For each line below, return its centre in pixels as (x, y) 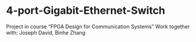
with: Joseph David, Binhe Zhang (46, 32)
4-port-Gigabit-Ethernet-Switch (86, 11)
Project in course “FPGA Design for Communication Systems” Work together (98, 26)
